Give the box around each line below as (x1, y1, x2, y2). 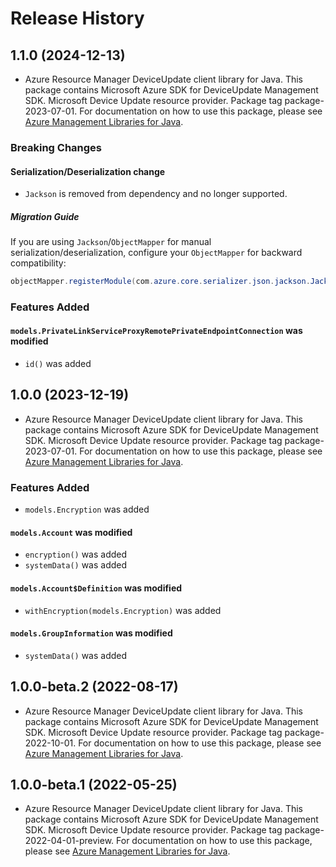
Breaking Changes (10, 140, 103, 154)
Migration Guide (10, 210, 80, 222)
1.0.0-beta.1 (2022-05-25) (10, 777, 178, 794)
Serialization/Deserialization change (10, 165, 166, 177)
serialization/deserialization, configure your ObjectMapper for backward (10, 247, 303, 259)
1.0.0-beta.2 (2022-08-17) (10, 678, 179, 696)
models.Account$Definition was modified (10, 582, 183, 594)
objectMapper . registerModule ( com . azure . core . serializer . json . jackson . (10, 277, 311, 287)
